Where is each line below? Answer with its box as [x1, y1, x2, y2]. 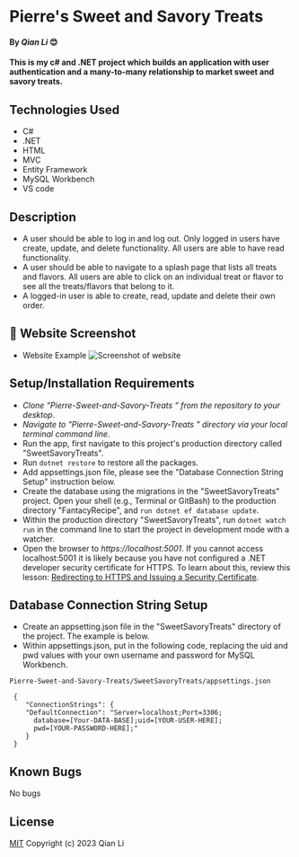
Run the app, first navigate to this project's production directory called [22, 437, 283, 448]
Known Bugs [9, 764, 83, 779]
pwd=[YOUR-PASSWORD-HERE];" [32, 724, 139, 733]
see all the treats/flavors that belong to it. [22, 281, 175, 291]
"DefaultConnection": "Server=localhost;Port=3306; [25, 708, 223, 718]
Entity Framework [22, 164, 88, 175]
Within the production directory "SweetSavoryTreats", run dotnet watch [22, 514, 286, 525]
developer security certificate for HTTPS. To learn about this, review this [22, 561, 291, 572]
